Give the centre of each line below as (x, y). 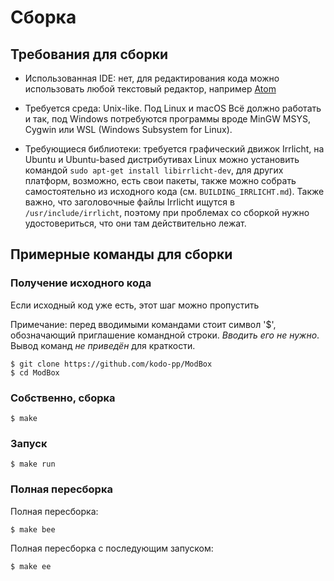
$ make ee (31, 566)
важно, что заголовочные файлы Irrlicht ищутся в (129, 202)
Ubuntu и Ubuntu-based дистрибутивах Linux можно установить (162, 159)
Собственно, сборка (63, 398)
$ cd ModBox (35, 372)
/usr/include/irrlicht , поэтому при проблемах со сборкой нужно (167, 212)
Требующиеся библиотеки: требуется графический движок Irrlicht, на (174, 149)
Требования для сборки (89, 54)
